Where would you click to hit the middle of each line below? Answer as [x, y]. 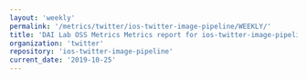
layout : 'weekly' [42, 18]
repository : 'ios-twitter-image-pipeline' [91, 52]
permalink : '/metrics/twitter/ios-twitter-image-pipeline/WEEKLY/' [141, 26]
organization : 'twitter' [57, 43]
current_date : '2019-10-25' [63, 60]
